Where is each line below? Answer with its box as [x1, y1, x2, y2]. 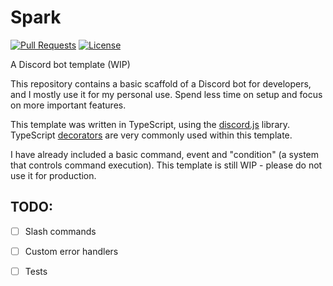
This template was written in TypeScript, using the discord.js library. [10, 118, 291, 130]
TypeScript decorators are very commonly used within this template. [10, 129, 293, 141]
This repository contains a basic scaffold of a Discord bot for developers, [10, 77, 312, 90]
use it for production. [10, 169, 97, 181]
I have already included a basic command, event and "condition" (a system [10, 148, 320, 160]
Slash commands [24, 225, 97, 237]
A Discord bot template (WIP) [10, 58, 131, 70]
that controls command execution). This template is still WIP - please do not [10, 159, 323, 171]
